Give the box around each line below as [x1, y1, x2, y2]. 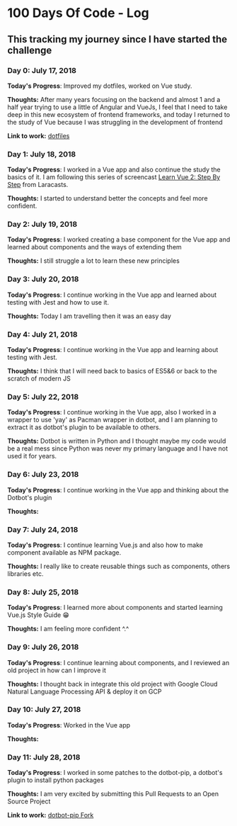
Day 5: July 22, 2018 [7, 392, 79, 402]
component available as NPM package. [7, 548, 122, 557]
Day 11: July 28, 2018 [7, 752, 81, 762]
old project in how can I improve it [7, 666, 106, 674]
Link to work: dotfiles [7, 131, 70, 140]
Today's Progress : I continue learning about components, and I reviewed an [7, 658, 230, 667]
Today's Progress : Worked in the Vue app [7, 720, 131, 729]
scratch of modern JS [7, 374, 71, 383]
